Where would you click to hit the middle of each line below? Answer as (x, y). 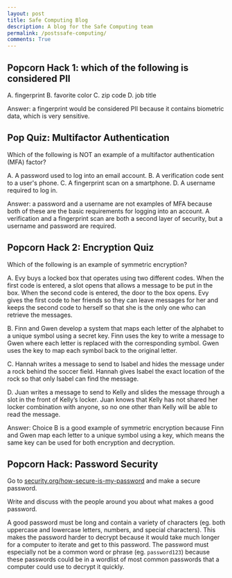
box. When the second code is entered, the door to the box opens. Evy (108, 292)
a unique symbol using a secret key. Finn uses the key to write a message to (116, 336)
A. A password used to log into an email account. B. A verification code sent (115, 175)
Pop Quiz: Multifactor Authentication (88, 138)
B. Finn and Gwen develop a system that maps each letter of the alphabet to (115, 328)
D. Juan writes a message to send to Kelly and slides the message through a (116, 392)
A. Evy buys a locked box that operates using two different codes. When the (116, 278)
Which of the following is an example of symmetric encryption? (97, 264)
